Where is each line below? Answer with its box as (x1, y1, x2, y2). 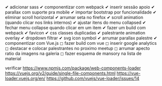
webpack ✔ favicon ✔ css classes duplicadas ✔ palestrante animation (5, 30, 146, 35)
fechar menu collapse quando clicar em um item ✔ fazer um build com (5, 25, 146, 31)
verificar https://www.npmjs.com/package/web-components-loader (5, 65, 141, 71)
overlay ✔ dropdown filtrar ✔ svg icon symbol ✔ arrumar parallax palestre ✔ (5, 35, 158, 41)
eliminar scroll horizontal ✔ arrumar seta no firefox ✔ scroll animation (5, 15, 144, 20)
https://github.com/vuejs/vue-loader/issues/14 (46, 75, 140, 81)
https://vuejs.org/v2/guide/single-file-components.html (5, 70, 116, 76)
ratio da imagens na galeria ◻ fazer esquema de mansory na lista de (5, 51, 142, 56)
